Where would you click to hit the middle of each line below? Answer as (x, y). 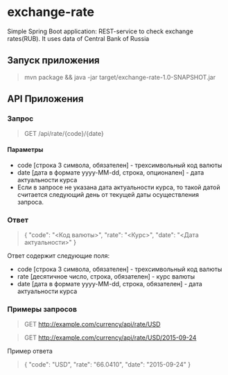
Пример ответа (30, 351)
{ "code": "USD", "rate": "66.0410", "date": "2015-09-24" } (107, 365)
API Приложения (45, 99)
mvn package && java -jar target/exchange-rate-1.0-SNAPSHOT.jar (120, 77)
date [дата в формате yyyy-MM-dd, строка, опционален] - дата (111, 172)
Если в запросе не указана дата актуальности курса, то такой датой (119, 187)
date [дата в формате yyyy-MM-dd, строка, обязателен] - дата (109, 284)
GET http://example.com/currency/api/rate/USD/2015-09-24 (110, 338)
